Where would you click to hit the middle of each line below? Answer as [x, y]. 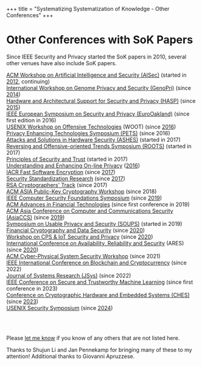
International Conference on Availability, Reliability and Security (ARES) [95, 243]
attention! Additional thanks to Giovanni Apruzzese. [71, 356]
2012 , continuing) [28, 81]
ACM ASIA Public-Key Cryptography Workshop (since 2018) [82, 191]
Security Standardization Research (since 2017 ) [66, 178]
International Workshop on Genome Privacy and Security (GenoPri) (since [99, 88]
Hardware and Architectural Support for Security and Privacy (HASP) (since [101, 100]
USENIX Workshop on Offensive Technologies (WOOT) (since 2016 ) [91, 127]
